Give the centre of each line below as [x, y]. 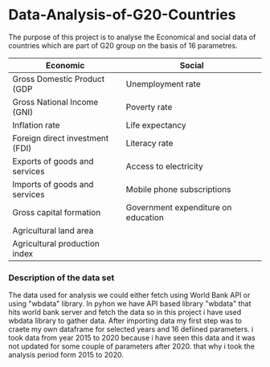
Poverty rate [149, 107]
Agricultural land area [53, 230]
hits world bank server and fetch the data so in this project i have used [125, 312]
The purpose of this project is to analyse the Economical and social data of [132, 37]
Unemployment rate [163, 84]
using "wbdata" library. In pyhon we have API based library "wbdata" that [130, 304]
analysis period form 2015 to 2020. [66, 355]
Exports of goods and [53, 161]
